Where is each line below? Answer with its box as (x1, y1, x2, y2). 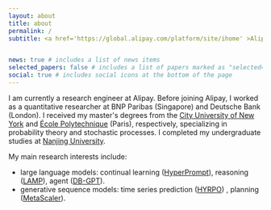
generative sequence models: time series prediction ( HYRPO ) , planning (19, 184, 260, 194)
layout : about (8, 11, 56, 20)
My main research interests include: (8, 151, 127, 162)
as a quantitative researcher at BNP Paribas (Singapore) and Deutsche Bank (8, 102, 261, 111)
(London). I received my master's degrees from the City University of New (8, 110, 255, 120)
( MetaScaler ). (19, 193, 66, 203)
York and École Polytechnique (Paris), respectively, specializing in (8, 119, 227, 128)
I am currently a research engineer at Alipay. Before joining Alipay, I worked (8, 93, 259, 103)
